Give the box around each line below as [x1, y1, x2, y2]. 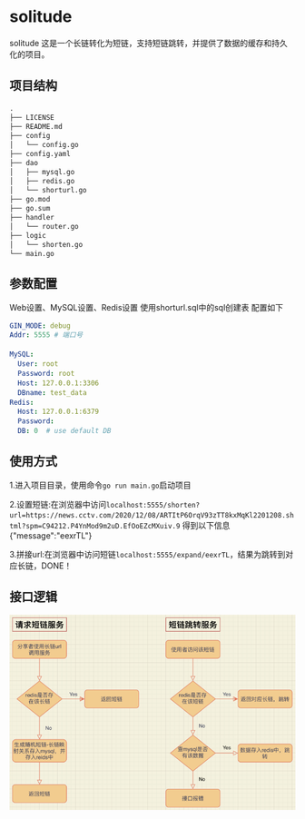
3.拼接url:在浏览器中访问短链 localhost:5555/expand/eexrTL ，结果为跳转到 [9, 548, 286, 559]
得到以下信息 [182, 519, 231, 530]
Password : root [17, 369, 75, 378]
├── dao [9, 158, 39, 167]
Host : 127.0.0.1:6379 [17, 407, 100, 417]
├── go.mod [9, 194, 51, 203]
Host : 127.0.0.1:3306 [17, 379, 100, 388]
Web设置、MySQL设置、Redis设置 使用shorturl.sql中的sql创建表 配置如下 [9, 301, 284, 312]
